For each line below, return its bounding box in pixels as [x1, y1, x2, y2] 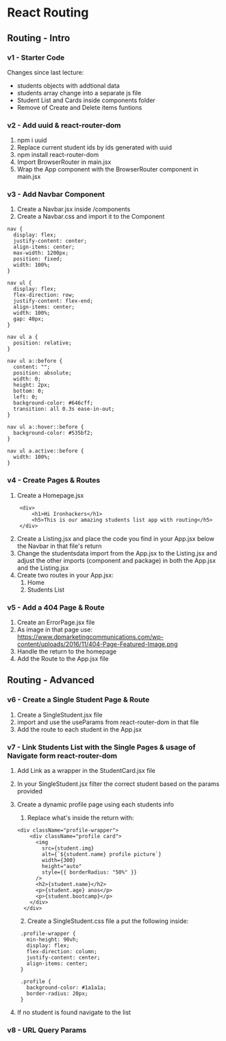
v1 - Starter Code [7, 53, 65, 62]
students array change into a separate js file [16, 88, 142, 97]
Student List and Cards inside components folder [16, 96, 155, 104]
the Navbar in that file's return [16, 542, 102, 550]
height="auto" [42, 863, 82, 870]
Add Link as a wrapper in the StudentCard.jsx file [16, 767, 156, 775]
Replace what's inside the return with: [27, 814, 134, 822]
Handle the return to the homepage [16, 647, 117, 656]
